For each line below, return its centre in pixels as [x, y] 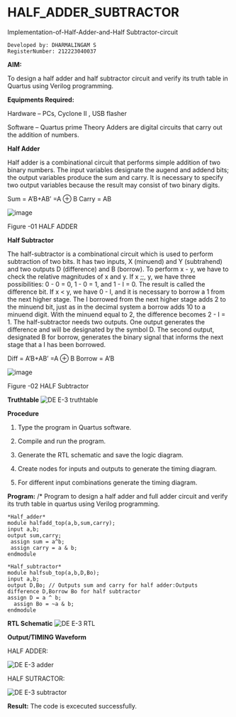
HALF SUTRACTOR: [36, 678]
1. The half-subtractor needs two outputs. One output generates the [106, 322]
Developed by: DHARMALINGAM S [52, 45]
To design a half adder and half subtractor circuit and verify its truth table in [118, 78]
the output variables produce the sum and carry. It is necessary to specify [116, 177]
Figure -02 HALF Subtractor [48, 386]
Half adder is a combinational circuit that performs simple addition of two [114, 162]
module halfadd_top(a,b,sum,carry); [61, 523]
